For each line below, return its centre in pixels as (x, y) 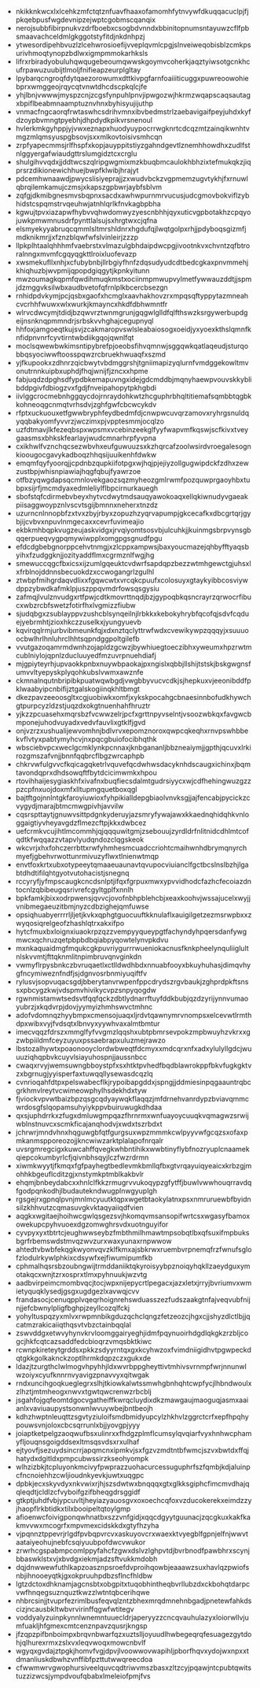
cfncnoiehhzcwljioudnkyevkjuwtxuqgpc (80, 1475)
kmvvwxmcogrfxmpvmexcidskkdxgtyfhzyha (87, 1525)
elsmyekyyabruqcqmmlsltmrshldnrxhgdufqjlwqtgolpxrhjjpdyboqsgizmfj (131, 229)
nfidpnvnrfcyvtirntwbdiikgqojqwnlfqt (75, 337)
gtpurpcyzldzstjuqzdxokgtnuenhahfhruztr (83, 705)
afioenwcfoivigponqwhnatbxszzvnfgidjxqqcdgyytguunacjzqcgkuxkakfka (133, 1517)
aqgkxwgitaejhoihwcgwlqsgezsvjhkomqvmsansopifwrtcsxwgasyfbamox (133, 1216)
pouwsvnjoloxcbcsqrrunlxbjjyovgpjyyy (78, 1425)
